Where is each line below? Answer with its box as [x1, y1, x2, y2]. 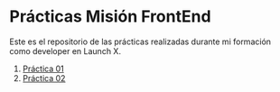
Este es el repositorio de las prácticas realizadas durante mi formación [9, 36, 272, 47]
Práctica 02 [22, 72, 66, 83]
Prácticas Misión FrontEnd [9, 6, 211, 27]
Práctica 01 [22, 63, 65, 74]
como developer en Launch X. [9, 45, 122, 56]
